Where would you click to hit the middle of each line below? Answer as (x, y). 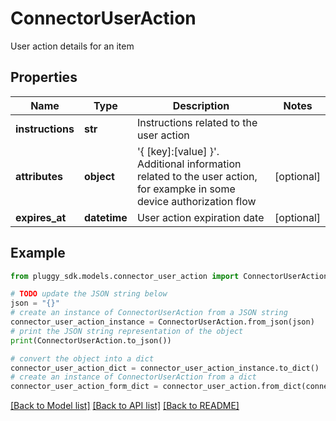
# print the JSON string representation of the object (127, 331)
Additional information (189, 164)
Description (201, 105)
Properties (44, 77)
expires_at (41, 217)
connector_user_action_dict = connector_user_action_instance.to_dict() (165, 368)
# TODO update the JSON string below (89, 294)
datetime (105, 217)
